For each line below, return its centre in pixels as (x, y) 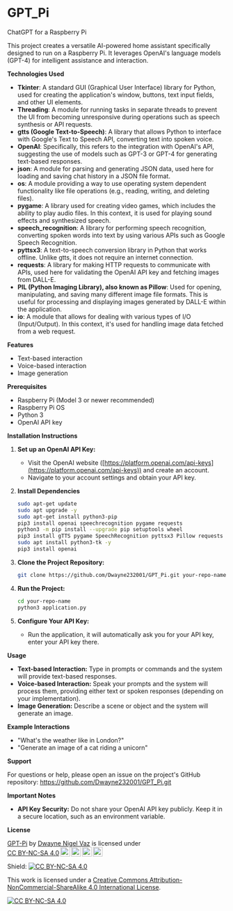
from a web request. (46, 331)
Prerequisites (27, 386)
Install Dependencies (48, 491)
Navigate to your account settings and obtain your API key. (112, 477)
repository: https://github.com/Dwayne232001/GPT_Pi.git (89, 782)
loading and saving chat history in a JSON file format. (94, 176)
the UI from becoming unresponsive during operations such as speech (119, 117)
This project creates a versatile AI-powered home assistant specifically (109, 45)
